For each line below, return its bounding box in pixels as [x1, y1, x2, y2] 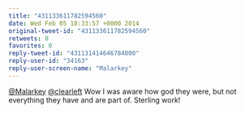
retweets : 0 [8, 34, 49, 43]
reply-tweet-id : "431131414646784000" [8, 49, 140, 57]
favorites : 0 [8, 42, 53, 50]
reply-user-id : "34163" [8, 57, 89, 65]
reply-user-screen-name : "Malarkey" [8, 65, 132, 73]
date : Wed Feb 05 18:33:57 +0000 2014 [8, 19, 140, 27]
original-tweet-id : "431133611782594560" [8, 27, 151, 35]
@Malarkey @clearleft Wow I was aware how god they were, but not [8, 86, 237, 96]
